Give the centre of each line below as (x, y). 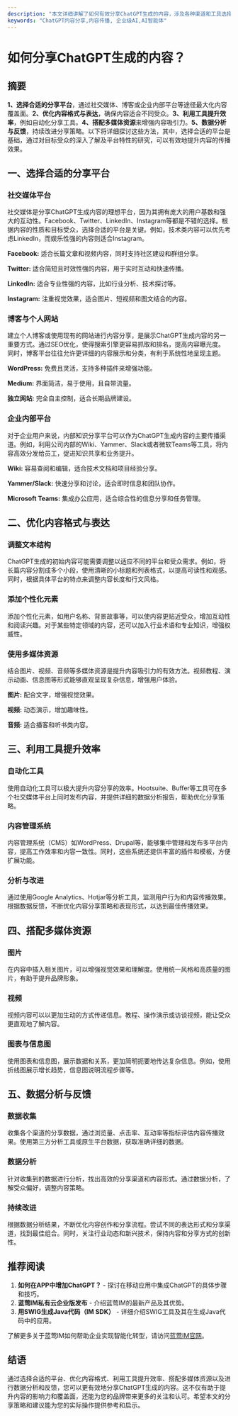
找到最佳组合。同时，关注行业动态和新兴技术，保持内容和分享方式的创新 (125, 1233)
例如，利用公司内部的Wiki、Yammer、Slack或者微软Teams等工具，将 (121, 444)
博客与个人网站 (33, 319)
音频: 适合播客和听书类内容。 (50, 725)
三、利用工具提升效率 (54, 749)
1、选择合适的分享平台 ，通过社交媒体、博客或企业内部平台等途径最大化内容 (118, 104)
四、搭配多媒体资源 (49, 930)
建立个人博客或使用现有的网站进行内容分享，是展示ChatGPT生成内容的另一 (117, 336)
